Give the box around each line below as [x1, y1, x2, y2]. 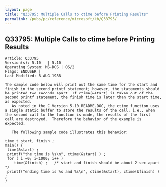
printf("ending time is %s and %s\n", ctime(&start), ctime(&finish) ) [7, 169, 160, 174]
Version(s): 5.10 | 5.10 [5, 60, 61, 65]
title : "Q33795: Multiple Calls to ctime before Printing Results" [5, 12, 149, 17]
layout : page [5, 7, 32, 12]
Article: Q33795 [5, 56, 39, 61]
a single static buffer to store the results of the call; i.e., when [5, 108, 155, 113]
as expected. [5, 99, 32, 104]
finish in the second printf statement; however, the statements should [5, 87, 160, 92]
